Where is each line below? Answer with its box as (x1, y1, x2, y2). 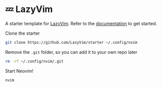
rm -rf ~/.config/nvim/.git (5, 59, 64, 64)
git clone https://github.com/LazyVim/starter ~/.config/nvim (5, 40, 137, 45)
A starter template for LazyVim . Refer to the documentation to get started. (5, 20, 157, 26)
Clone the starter (5, 30, 40, 36)
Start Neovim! (5, 68, 33, 74)
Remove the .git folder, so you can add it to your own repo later (5, 49, 137, 55)
